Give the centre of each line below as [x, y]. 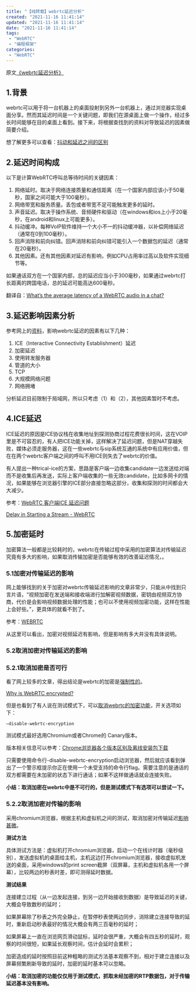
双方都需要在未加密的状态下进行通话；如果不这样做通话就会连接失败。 [90, 775]
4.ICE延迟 [24, 419]
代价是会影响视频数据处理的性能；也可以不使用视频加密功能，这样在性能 [103, 602]
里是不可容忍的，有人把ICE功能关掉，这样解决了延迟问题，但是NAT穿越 [92, 441]
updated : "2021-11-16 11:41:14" [45, 22]
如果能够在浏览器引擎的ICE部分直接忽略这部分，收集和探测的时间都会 [99, 483]
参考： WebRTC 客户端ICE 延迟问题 [48, 502]
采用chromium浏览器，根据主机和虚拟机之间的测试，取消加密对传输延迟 [92, 818]
